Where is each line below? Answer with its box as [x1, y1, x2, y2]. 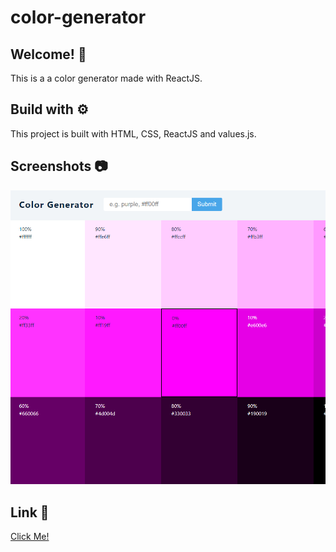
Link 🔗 [10, 504, 50, 521]
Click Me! [10, 530, 50, 542]
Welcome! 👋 [10, 46, 87, 63]
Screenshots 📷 [10, 158, 108, 175]
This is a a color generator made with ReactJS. [10, 72, 203, 84]
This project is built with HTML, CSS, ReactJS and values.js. [10, 127, 257, 140]
